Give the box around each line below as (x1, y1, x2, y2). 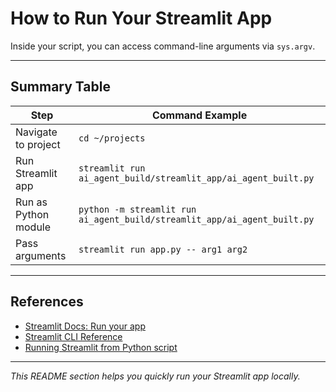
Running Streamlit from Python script (24, 341, 178, 353)
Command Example (151, 108, 248, 122)
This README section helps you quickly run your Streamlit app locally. (10, 370, 301, 382)
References (10, 293, 84, 311)
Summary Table (10, 78, 111, 96)
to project (15, 137, 61, 151)
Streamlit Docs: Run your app (24, 320, 146, 332)
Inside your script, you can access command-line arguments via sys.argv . (10, 40, 316, 52)
